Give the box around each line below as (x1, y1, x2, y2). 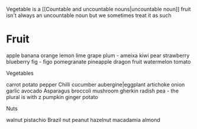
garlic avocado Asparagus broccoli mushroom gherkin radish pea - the (6, 87, 179, 94)
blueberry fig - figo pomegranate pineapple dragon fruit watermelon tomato (6, 58, 191, 65)
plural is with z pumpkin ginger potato (6, 93, 99, 100)
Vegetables (6, 70, 34, 77)
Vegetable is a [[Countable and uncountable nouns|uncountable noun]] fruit (6, 6, 191, 12)
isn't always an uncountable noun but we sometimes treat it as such (6, 12, 172, 19)
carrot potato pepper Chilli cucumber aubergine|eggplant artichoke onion (6, 81, 185, 88)
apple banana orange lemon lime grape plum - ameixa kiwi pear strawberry (6, 52, 190, 59)
